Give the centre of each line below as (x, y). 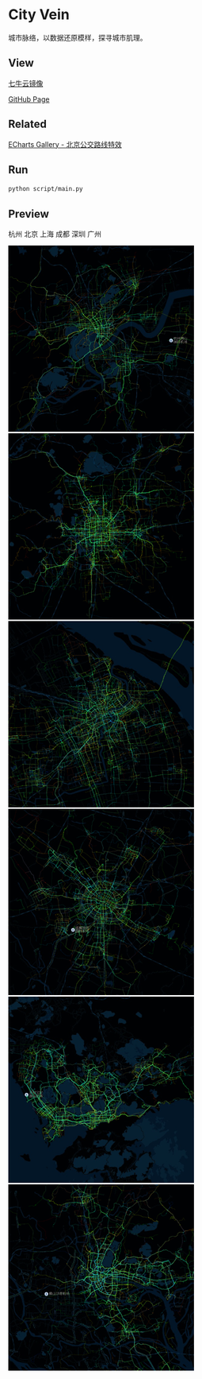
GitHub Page (29, 99)
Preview (29, 213)
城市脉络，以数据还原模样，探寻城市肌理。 (78, 37)
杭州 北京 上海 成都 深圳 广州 (55, 234)
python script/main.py (46, 189)
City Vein (39, 15)
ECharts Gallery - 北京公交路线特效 (65, 144)
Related (28, 124)
